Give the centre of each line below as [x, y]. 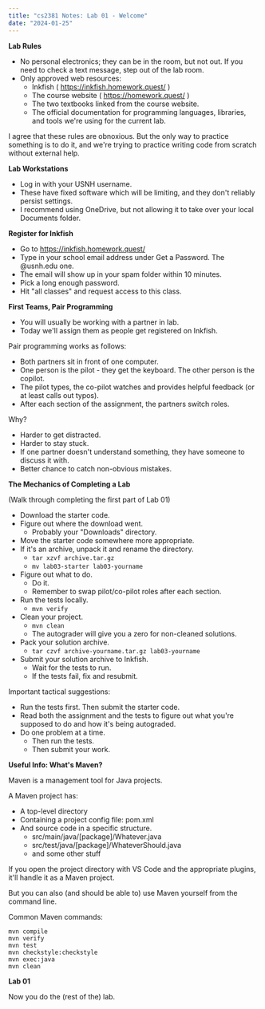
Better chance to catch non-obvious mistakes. [96, 468]
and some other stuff [66, 853]
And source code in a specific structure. [86, 828]
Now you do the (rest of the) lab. [62, 996]
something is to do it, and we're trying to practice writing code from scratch [132, 144]
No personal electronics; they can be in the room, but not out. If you [131, 61]
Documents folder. [50, 218]
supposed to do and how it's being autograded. [98, 723]
